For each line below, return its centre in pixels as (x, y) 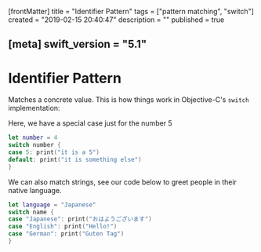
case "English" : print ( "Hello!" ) (63, 227)
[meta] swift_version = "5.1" (78, 44)
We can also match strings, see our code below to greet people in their (123, 182)
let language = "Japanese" (52, 205)
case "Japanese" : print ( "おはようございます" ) (80, 219)
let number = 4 (33, 138)
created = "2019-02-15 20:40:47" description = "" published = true (116, 20)
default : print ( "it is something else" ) (75, 159)
